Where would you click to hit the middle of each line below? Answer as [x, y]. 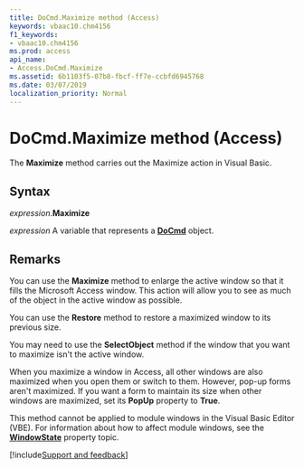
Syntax [30, 191]
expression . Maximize [50, 213]
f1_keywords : [34, 34]
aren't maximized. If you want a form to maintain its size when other [136, 391]
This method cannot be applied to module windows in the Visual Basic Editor [152, 418]
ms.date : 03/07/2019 [48, 85]
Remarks [35, 259]
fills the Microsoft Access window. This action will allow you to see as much [150, 291]
